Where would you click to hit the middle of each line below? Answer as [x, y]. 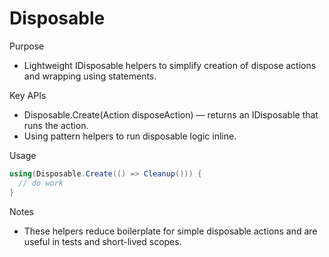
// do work [41, 183]
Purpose [27, 46]
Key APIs [28, 95]
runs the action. [56, 125]
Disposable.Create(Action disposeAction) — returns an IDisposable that [171, 114]
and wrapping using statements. [90, 76]
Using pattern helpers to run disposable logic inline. [130, 136]
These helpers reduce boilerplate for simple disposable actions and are [170, 231]
